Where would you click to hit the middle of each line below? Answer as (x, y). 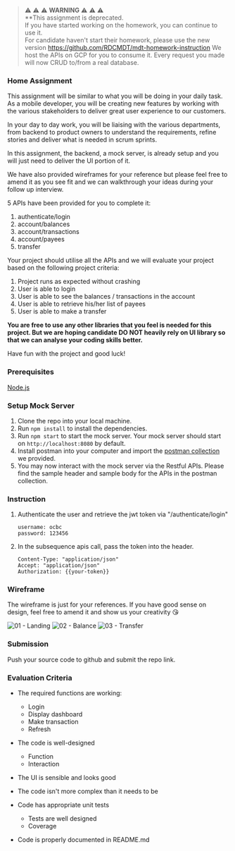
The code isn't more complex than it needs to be (88, 791)
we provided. (37, 458)
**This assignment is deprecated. (74, 18)
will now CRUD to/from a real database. (82, 62)
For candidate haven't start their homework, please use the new (117, 40)
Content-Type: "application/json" (68, 559)
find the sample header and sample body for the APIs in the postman (117, 473)
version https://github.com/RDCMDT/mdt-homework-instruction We (123, 48)
